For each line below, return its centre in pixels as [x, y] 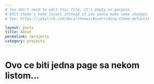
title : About [18, 32]
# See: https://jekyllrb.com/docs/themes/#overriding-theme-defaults [77, 19]
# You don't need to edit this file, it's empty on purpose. [69, 10]
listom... [22, 76]
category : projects [25, 41]
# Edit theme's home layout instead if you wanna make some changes [76, 14]
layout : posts [20, 27]
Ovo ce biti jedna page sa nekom [72, 65]
